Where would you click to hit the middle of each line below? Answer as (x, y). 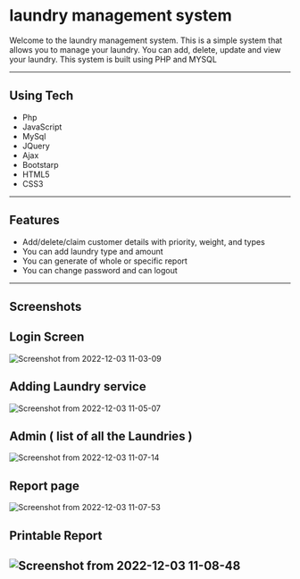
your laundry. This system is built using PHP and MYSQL (113, 59)
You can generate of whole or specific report (104, 261)
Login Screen (47, 337)
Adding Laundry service (78, 386)
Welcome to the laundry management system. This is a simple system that (146, 40)
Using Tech (42, 96)
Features (34, 220)
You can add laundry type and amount (92, 251)
